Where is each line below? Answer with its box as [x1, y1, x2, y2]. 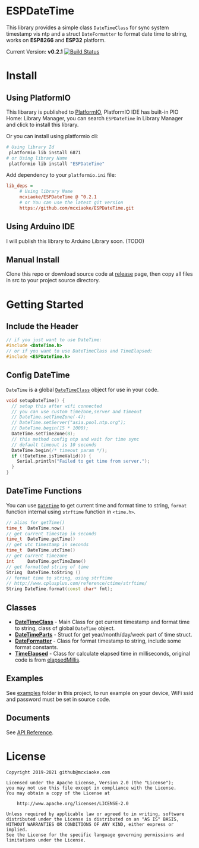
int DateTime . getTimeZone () [6, 558, 86, 564]
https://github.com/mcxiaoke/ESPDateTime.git [19, 205, 134, 211]
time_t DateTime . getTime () [6, 536, 76, 543]
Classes [6, 603, 37, 613]
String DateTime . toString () [6, 569, 81, 575]
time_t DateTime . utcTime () [6, 547, 76, 553]
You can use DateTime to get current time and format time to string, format [6, 501, 187, 509]
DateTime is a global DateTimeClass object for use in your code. [6, 386, 159, 393]
